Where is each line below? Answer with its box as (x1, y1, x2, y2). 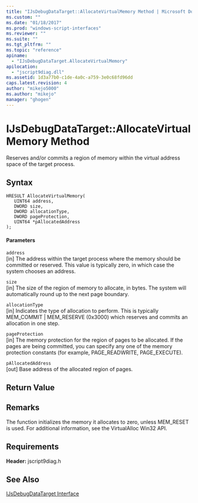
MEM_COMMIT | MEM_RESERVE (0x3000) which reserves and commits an (6, 313, 188, 320)
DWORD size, (14, 203, 44, 210)
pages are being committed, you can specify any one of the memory (6, 342, 173, 349)
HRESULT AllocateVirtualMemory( (6, 193, 85, 199)
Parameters (6, 236, 35, 244)
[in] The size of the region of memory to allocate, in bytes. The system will (6, 284, 187, 291)
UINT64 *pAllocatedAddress (14, 219, 81, 225)
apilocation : (6, 63, 38, 70)
